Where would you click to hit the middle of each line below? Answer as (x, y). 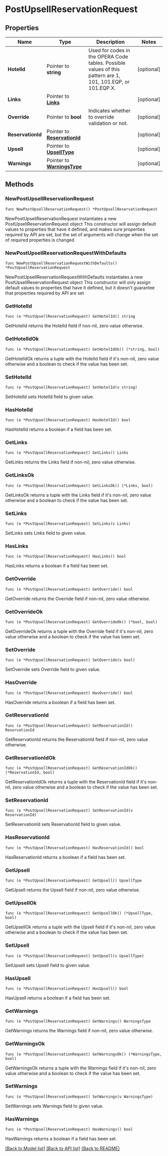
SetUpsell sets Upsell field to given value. (48, 965)
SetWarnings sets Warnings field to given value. (54, 1106)
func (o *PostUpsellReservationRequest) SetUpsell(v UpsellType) (74, 956)
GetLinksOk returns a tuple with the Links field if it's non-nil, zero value (78, 495)
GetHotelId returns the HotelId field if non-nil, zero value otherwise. (74, 326)
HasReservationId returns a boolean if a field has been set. (65, 857)
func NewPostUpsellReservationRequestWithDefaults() (61, 263)
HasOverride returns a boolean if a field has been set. (60, 702)
